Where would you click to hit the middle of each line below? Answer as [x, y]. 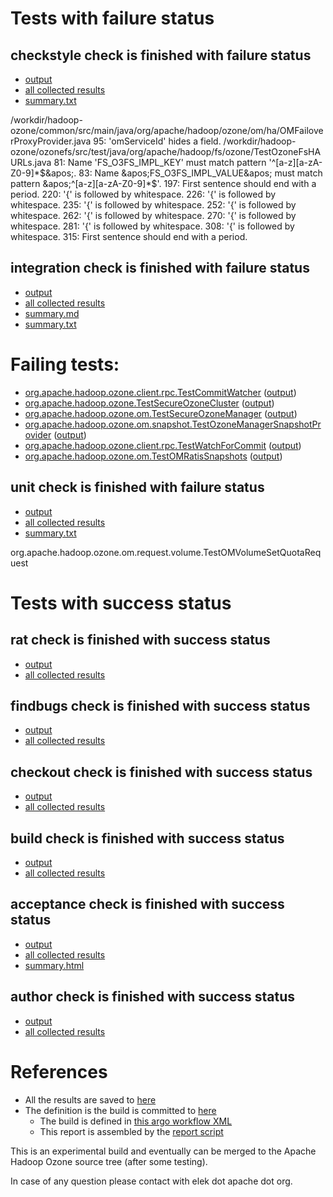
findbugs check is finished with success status [160, 705]
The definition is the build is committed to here [120, 1110]
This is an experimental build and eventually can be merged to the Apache [163, 1151]
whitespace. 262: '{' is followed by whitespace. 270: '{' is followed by [153, 215]
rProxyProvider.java [51, 141]
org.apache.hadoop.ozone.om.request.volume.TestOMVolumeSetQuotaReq [166, 552]
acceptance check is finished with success [147, 904]
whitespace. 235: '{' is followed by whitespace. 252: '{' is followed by [153, 205]
